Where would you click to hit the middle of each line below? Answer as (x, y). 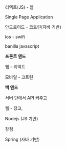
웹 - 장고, (14, 108)
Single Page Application (29, 17)
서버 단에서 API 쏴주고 (26, 98)
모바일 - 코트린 (19, 77)
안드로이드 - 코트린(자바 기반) (33, 27)
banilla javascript (22, 46)
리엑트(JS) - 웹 (20, 7)
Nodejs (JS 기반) (22, 118)
